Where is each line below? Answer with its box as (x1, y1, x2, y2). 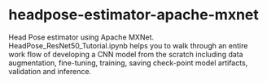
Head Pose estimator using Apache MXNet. (8, 32, 155, 42)
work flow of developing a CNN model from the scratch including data (8, 49, 243, 59)
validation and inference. (8, 66, 92, 76)
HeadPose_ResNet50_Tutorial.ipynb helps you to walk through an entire (8, 40, 248, 50)
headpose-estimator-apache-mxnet (8, 6, 259, 24)
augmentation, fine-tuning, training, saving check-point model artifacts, (8, 58, 248, 68)
